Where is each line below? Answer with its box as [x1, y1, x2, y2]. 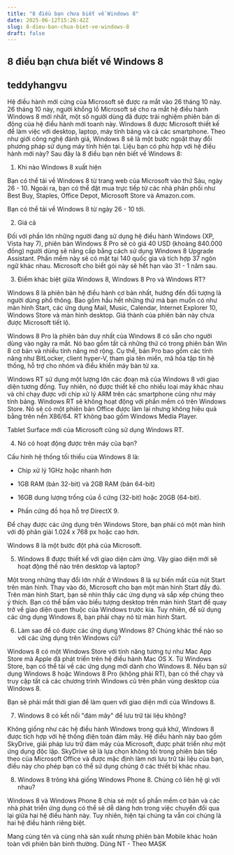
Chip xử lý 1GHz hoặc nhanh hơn [17, 466, 112, 475]
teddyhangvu [7, 80, 68, 91]
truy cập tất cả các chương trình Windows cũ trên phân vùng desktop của [7, 677, 220, 685]
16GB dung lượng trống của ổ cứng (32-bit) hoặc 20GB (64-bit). [17, 493, 201, 502]
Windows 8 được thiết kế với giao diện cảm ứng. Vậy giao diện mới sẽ [17, 555, 218, 563]
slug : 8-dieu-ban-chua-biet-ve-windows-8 [7, 23, 130, 30]
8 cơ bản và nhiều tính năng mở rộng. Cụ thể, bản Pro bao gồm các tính [7, 347, 213, 355]
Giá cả [17, 218, 36, 227]
